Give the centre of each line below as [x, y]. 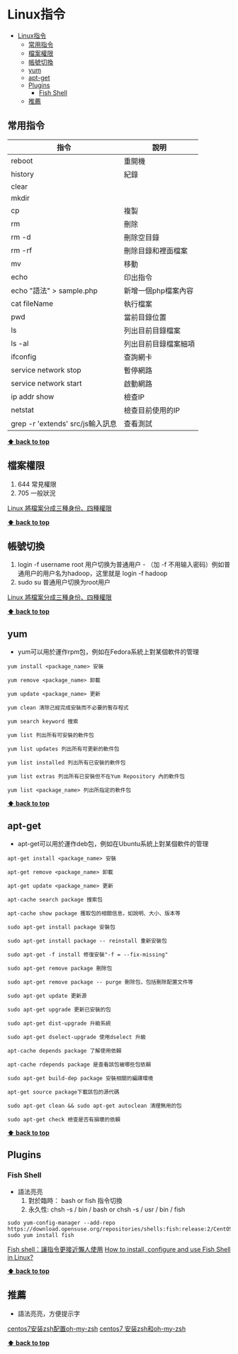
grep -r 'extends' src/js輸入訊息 [64, 423]
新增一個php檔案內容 [158, 290]
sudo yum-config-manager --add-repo [61, 1223]
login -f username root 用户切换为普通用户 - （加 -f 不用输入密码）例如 [121, 565]
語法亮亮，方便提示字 [49, 1314]
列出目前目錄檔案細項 [159, 343]
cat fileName [32, 304]
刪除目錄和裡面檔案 [155, 250]
